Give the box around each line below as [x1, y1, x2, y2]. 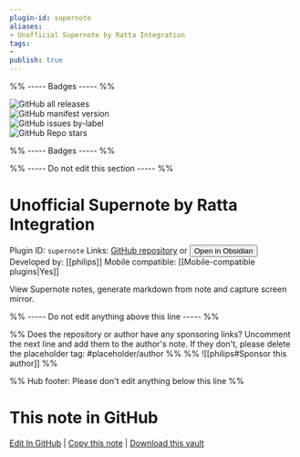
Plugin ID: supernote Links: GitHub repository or [9, 244, 189, 255]
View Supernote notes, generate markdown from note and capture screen [9, 284, 287, 295]
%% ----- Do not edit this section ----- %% [9, 163, 174, 173]
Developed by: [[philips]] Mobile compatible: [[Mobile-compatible [9, 256, 255, 267]
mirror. [9, 293, 35, 304]
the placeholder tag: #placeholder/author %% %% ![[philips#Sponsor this [9, 348, 287, 358]
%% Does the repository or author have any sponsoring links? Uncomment [9, 328, 291, 339]
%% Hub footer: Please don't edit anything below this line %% [9, 375, 244, 386]
